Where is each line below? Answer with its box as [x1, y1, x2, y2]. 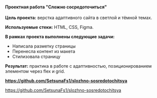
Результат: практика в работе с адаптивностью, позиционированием [5, 63, 152, 69]
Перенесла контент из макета [12, 49, 75, 54]
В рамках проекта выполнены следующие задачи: [5, 34, 115, 40]
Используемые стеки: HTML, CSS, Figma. [5, 24, 94, 30]
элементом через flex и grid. [5, 69, 65, 74]
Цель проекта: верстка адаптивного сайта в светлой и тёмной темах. [5, 15, 152, 21]
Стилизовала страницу [12, 54, 61, 60]
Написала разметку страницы [12, 43, 76, 49]
